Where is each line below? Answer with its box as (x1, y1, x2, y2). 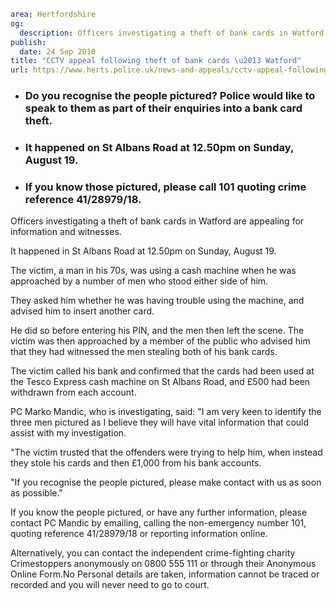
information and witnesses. (10, 226, 122, 238)
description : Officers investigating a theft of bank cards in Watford (19, 28, 325, 38)
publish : (10, 37, 47, 47)
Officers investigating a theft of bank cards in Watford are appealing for (10, 215, 305, 227)
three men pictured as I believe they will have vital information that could (10, 416, 310, 429)
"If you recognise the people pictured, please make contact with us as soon (10, 476, 322, 489)
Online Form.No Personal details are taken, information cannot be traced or (10, 568, 320, 580)
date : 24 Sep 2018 (19, 46, 97, 57)
